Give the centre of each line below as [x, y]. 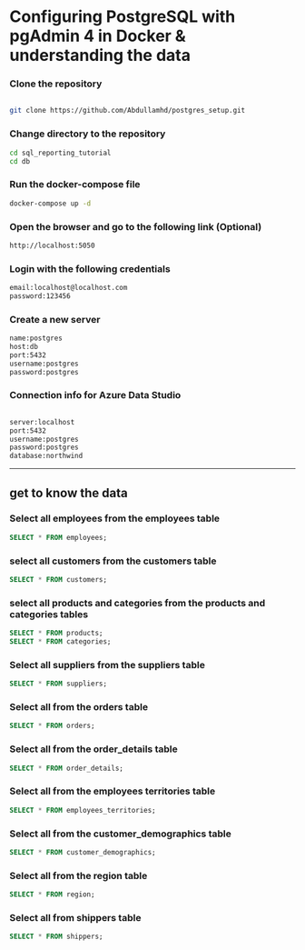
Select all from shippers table [75, 917]
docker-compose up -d [50, 203]
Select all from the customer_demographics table [120, 834]
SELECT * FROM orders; [52, 726]
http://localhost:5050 [52, 245]
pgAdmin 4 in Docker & [98, 36]
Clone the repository [56, 84]
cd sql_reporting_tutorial [60, 153]
